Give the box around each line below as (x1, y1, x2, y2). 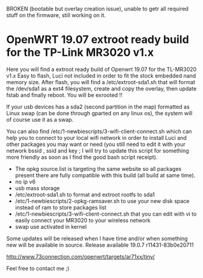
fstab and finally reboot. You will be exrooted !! (6, 91, 123, 99)
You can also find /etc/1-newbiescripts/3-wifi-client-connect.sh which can (6, 127, 192, 135)
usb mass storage (15, 184, 60, 191)
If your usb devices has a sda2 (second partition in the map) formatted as (6, 103, 190, 110)
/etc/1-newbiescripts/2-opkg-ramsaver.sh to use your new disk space (15, 197, 190, 205)
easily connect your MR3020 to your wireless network (15, 216, 151, 223)
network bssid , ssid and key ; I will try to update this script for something (6, 147, 189, 154)
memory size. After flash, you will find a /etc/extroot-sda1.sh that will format (6, 78, 196, 85)
